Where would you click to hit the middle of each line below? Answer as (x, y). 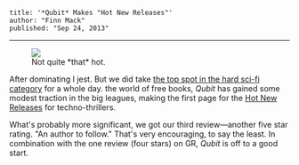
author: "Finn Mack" (48, 20)
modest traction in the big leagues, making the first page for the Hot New (143, 98)
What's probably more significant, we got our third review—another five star (149, 125)
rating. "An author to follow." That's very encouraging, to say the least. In (142, 134)
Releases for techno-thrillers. (63, 107)
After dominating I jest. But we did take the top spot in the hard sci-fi (134, 79)
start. (19, 153)
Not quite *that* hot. (69, 62)
